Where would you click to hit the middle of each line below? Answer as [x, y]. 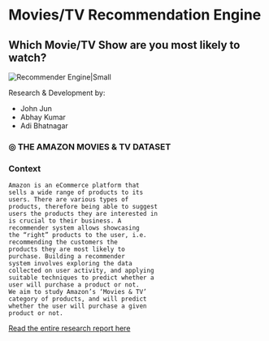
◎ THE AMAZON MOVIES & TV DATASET [90, 146]
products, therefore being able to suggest [83, 207]
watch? [28, 57]
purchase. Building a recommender [67, 257]
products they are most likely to [67, 249]
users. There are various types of [69, 200]
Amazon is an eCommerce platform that [74, 186]
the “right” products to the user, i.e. [78, 235]
